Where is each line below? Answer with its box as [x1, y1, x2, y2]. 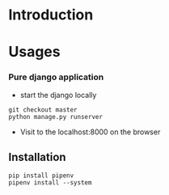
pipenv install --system [8, 179, 92, 187]
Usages [8, 43, 61, 61]
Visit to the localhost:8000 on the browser [19, 127, 161, 137]
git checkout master [8, 105, 78, 114]
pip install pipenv [8, 172, 74, 180]
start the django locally [19, 90, 97, 100]
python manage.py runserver [8, 112, 104, 121]
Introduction [8, 6, 94, 24]
